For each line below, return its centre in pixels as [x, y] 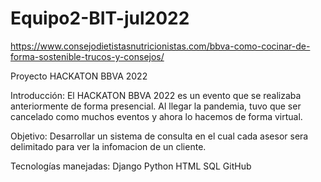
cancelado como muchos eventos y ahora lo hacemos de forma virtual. [156, 116]
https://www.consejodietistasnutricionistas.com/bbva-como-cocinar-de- [160, 46]
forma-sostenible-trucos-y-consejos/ [87, 56]
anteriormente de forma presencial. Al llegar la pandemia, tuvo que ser [156, 106]
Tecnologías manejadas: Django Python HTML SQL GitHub [131, 166]
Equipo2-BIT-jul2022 [100, 18]
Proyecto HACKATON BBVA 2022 [79, 76]
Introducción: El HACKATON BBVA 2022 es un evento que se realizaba [156, 95]
